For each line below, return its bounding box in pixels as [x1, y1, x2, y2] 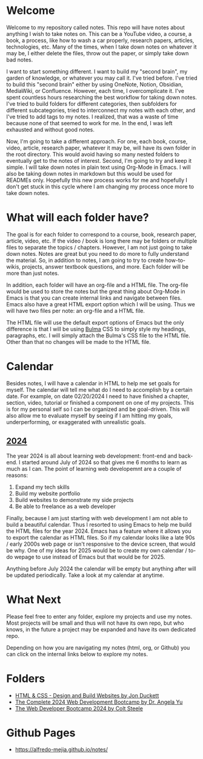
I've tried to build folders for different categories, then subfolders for [6, 100, 178, 107]
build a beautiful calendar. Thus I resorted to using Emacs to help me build [6, 521, 192, 528]
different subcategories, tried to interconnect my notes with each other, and [6, 106, 196, 114]
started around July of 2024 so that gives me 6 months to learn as [21, 458, 187, 465]
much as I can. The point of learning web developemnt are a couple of [6, 465, 182, 472]
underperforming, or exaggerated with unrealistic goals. [6, 418, 146, 425]
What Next [6, 592, 61, 606]
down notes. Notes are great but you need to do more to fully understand [6, 250, 189, 257]
